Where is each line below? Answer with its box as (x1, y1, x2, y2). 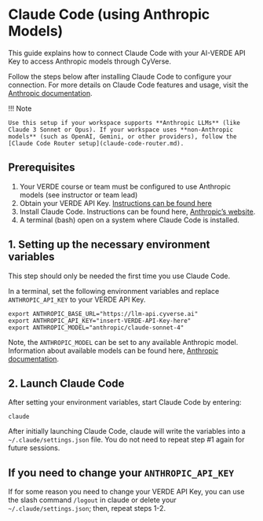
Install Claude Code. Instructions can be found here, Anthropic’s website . (19, 207, 256, 216)
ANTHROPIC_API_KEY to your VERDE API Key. (8, 295, 146, 304)
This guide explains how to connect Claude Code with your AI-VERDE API (8, 48, 246, 57)
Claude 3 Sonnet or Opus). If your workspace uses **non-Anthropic (8, 126, 234, 134)
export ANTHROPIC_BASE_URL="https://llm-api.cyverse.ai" (8, 310, 199, 317)
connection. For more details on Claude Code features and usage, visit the (8, 80, 249, 90)
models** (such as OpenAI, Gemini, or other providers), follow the (8, 132, 237, 141)
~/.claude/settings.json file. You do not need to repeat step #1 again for (8, 435, 245, 445)
